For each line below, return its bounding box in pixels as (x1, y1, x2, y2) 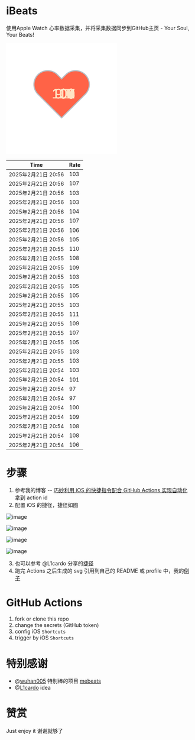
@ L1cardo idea (14, 684, 51, 691)
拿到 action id (14, 494, 48, 501)
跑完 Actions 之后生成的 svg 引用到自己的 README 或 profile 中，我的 (14, 567, 184, 574)
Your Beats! (6, 31, 34, 38)
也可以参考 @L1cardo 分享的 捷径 (14, 560, 94, 567)
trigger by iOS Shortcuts (14, 634, 74, 641)
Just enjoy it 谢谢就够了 (6, 728, 63, 735)
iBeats (6, 4, 38, 18)
